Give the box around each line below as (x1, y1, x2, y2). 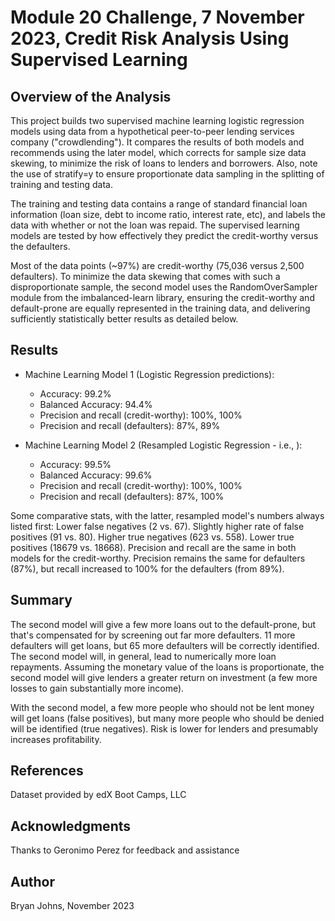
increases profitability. (10, 733, 102, 745)
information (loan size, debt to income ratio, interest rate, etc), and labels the (10, 209, 327, 220)
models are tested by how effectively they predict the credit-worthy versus (10, 230, 319, 241)
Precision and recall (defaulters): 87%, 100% (39, 490, 225, 502)
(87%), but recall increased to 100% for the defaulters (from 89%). (10, 562, 285, 575)
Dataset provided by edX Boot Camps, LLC (10, 789, 187, 801)
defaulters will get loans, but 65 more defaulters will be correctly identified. (10, 639, 320, 651)
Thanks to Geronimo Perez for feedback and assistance (10, 844, 240, 856)
